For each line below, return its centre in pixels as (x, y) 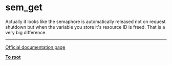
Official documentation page (35, 47)
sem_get (24, 7)
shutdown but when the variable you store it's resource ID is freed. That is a (85, 27)
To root (13, 57)
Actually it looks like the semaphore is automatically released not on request (85, 21)
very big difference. (26, 32)
